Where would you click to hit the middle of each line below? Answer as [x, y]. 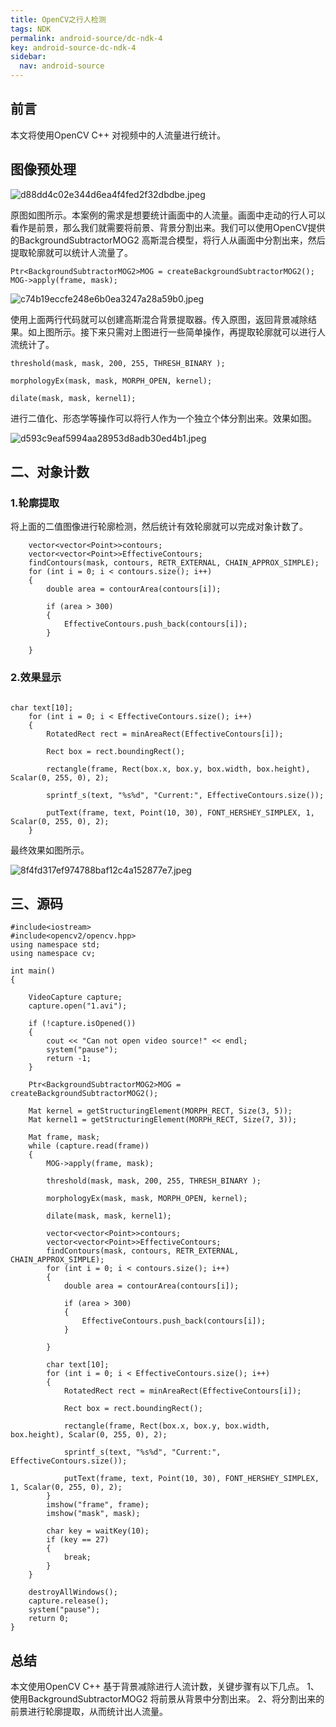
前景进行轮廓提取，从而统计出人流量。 [89, 1712]
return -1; [69, 1059]
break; [77, 1557]
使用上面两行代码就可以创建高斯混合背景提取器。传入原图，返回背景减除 [159, 319]
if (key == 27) [78, 1540]
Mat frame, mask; [64, 1137]
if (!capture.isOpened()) [82, 1024]
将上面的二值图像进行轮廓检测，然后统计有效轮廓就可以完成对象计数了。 [159, 527]
